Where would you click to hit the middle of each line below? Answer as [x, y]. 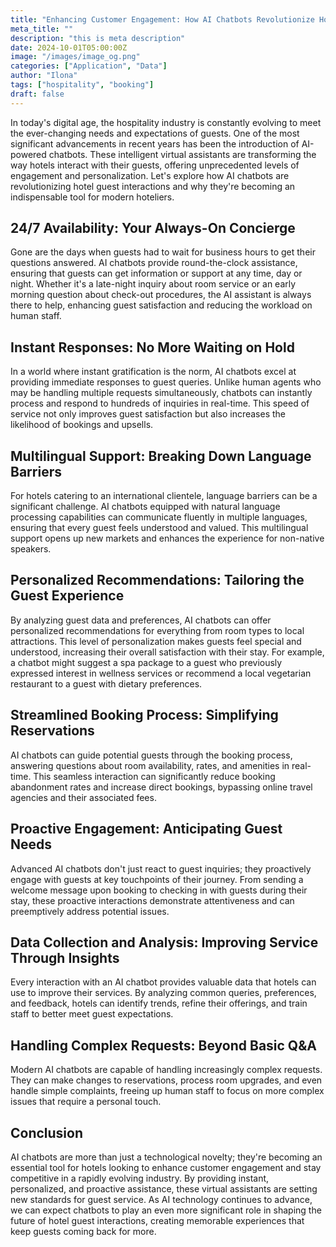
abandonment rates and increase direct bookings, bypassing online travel [161, 787]
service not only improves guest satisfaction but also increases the [148, 414]
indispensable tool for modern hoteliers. [92, 197]
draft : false [37, 94]
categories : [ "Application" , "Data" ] [89, 66]
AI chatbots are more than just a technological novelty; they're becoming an [166, 1157]
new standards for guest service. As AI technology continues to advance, [161, 1199]
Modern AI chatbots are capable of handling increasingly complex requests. [166, 1070]
